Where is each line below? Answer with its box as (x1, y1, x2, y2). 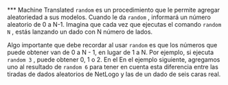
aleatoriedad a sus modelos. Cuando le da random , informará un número (7, 13, 212, 21)
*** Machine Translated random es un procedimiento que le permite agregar (7, 6, 220, 14)
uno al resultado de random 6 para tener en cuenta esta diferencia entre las (7, 63, 218, 71)
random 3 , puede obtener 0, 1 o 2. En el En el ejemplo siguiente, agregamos (7, 56, 220, 64)
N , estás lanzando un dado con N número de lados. (7, 27, 153, 36)
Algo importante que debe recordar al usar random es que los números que (7, 41, 218, 49)
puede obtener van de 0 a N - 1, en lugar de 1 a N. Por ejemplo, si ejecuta (7, 48, 214, 56)
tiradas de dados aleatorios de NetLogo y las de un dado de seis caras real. (7, 70, 221, 78)
